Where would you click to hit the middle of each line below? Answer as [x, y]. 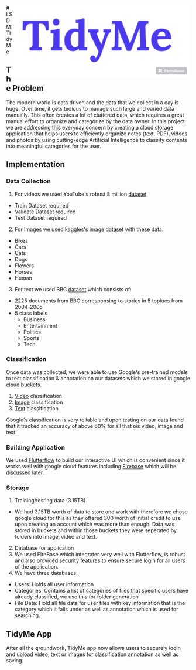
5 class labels [31, 313]
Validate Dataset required [45, 212]
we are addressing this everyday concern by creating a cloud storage [90, 127]
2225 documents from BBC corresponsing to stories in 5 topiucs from [99, 301]
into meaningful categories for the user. [54, 146]
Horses [23, 271]
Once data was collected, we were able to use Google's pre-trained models [97, 372]
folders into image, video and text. [56, 537]
